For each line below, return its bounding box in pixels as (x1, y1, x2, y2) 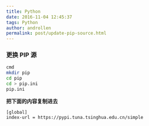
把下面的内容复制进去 (6, 97, 58, 104)
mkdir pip (6, 70, 31, 76)
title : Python (6, 8, 41, 15)
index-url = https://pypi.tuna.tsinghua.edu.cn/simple (6, 114, 144, 120)
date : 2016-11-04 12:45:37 (6, 14, 72, 20)
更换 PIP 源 (6, 51, 37, 59)
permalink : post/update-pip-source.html (6, 30, 107, 36)
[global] (6, 109, 28, 115)
